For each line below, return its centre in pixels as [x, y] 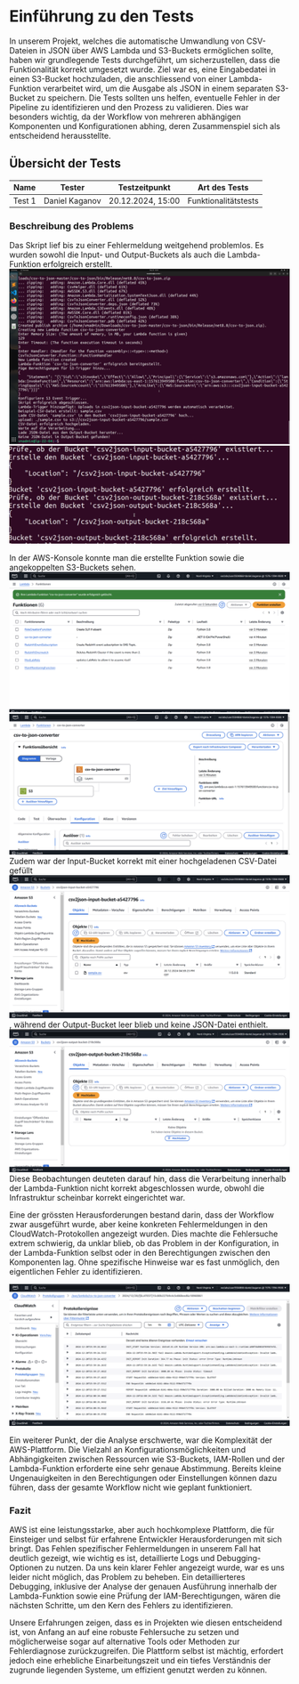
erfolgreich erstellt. [78, 264]
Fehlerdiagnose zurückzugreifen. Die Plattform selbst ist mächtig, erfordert [146, 1651]
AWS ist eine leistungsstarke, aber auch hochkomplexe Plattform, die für [142, 1530]
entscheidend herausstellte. [60, 135]
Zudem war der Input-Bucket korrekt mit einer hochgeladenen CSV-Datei [143, 862]
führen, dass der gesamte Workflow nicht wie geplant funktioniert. [131, 1487]
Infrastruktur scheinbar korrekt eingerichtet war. [97, 1197]
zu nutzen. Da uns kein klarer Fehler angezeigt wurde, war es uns [165, 1567]
